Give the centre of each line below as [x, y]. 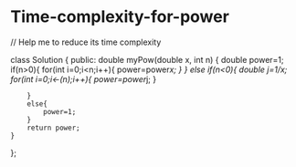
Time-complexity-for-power [120, 17]
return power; [53, 128]
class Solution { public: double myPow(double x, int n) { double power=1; [147, 59]
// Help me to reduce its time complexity [86, 42]
